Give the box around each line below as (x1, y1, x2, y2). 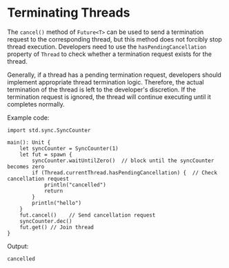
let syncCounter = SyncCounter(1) (19, 145, 119, 152)
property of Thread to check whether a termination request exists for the (7, 50, 212, 58)
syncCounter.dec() (19, 217, 72, 224)
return (43, 187, 63, 195)
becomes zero (7, 163, 45, 170)
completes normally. (7, 100, 66, 108)
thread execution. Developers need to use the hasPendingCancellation (7, 42, 207, 51)
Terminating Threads (7, 5, 130, 21)
